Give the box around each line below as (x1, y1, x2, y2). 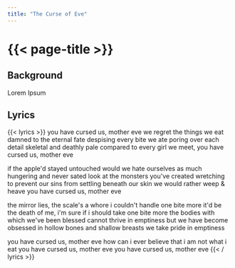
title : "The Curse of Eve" (7, 10, 88, 18)
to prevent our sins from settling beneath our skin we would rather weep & (7, 180, 226, 188)
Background (7, 69, 63, 82)
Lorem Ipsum (7, 88, 46, 97)
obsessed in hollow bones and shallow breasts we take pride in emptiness (7, 224, 225, 232)
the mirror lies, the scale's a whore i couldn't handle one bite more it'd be (7, 201, 222, 210)
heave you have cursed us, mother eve (7, 187, 122, 196)
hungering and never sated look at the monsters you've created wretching (7, 172, 226, 180)
